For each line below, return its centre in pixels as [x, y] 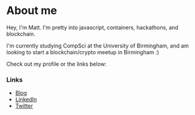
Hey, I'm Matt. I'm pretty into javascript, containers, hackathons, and [92, 27]
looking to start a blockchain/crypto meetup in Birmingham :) [83, 52]
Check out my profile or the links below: [57, 64]
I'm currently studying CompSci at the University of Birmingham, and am [98, 46]
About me [32, 11]
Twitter [24, 106]
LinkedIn [26, 99]
